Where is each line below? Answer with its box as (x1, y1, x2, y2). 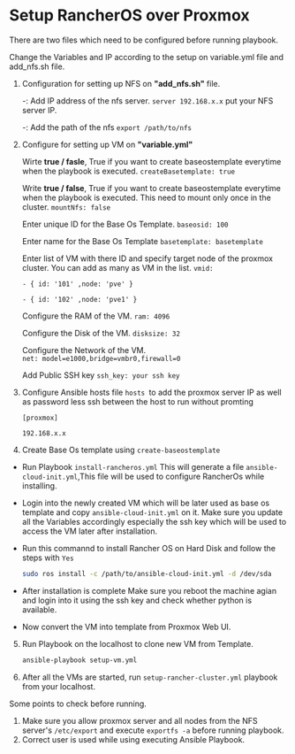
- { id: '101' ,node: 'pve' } (21, 280, 134, 289)
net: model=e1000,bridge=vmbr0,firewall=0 (21, 354, 181, 363)
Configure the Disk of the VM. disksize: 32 (21, 327, 181, 338)
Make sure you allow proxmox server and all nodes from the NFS (21, 715, 258, 726)
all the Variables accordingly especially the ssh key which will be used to (21, 516, 287, 527)
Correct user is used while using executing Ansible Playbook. (21, 734, 246, 744)
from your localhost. (21, 681, 95, 691)
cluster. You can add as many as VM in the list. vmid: (21, 262, 214, 273)
